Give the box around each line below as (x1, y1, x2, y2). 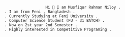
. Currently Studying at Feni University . (4, 14, 98, 19)
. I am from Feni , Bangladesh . (4, 9, 76, 14)
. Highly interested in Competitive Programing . (4, 27, 112, 32)
